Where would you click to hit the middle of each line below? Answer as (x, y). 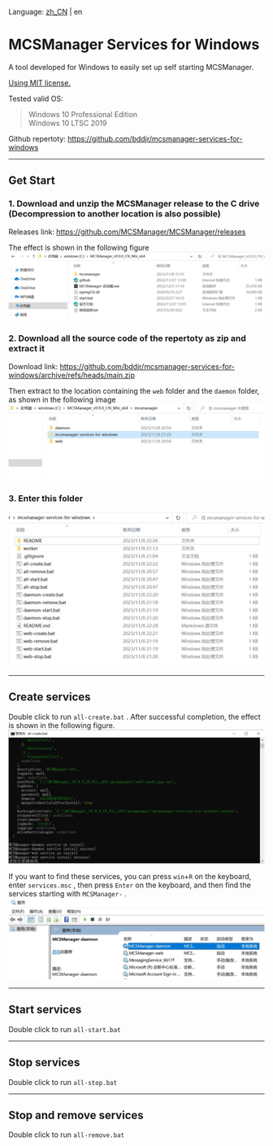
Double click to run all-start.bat (65, 1029)
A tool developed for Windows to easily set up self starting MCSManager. (131, 67)
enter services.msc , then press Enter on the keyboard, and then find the (130, 885)
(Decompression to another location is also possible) (115, 214)
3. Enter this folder (46, 499)
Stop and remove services (76, 1115)
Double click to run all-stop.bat (63, 1082)
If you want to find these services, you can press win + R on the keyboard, (130, 876)
